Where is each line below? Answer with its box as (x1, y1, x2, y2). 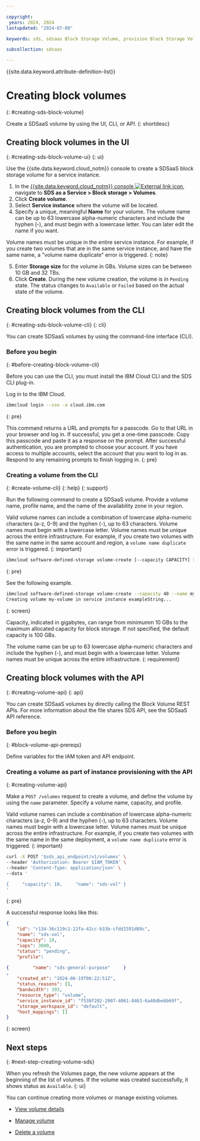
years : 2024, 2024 (8, 19, 55, 26)
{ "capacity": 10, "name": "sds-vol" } (6, 881, 127, 887)
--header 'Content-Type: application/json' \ (6, 865, 121, 870)
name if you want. (14, 227, 60, 234)
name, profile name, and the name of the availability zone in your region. (6, 502, 184, 509)
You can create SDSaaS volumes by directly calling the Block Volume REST (6, 700, 190, 707)
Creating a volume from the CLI (6, 471, 98, 479)
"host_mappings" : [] (17, 1009, 68, 1015)
